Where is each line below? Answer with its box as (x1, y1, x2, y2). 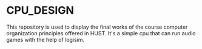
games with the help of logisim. (6, 36, 85, 43)
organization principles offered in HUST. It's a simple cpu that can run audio (6, 29, 196, 36)
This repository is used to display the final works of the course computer (6, 23, 188, 30)
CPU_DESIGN (6, 4, 74, 17)
